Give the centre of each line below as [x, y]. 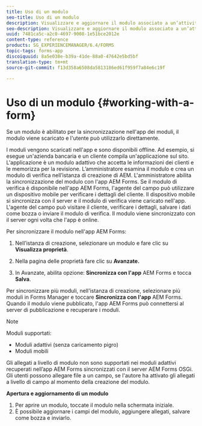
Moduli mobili [32, 351]
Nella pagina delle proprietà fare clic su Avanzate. [77, 261]
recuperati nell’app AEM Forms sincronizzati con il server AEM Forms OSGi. [100, 369]
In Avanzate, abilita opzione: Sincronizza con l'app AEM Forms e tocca [103, 273]
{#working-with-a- [145, 102]
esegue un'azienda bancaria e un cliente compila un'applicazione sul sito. [98, 156]
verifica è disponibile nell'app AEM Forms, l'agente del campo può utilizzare [100, 188]
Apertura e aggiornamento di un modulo [57, 394]
